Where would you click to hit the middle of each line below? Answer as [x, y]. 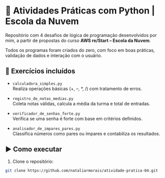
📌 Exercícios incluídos [40, 71]
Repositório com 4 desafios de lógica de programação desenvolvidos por [81, 35]
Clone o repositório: [33, 161]
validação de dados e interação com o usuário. [54, 55]
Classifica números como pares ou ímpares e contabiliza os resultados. [86, 133]
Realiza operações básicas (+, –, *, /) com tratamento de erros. [77, 88]
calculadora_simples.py [37, 83]
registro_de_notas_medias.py [43, 98]
